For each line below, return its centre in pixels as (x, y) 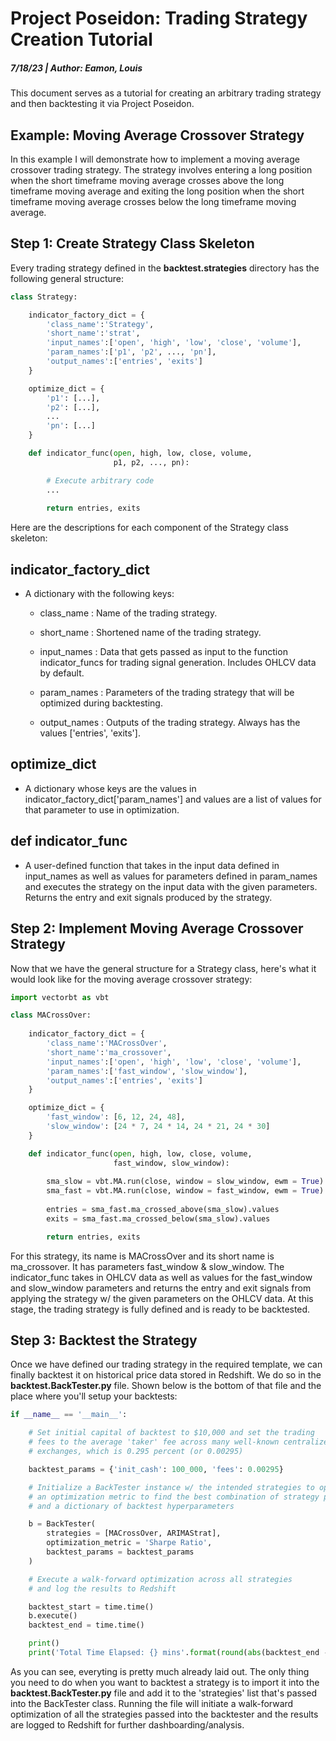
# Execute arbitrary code (100, 480)
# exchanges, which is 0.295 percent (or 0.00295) (136, 1452)
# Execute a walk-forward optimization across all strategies (160, 1579)
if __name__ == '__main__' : (69, 1415)
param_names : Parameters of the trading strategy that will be (167, 693)
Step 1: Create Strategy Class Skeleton (132, 243)
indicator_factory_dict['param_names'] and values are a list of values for (173, 799)
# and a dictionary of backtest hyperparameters (131, 1506)
